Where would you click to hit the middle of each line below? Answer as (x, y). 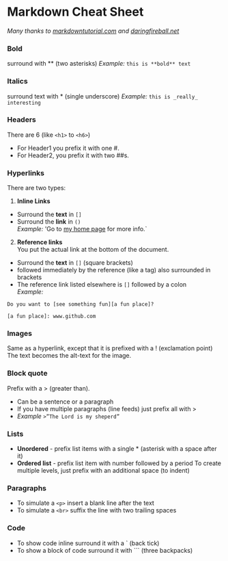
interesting (24, 103)
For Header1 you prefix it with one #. (68, 148)
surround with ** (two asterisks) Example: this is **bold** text (99, 64)
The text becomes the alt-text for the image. (69, 356)
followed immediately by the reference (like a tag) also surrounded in (114, 270)
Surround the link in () (49, 222)
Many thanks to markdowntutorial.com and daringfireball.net (93, 31)
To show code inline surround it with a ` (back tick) (88, 543)
